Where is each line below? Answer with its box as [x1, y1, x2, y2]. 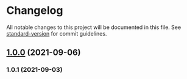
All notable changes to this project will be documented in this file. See [6, 24, 182, 31]
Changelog [6, 4, 63, 17]
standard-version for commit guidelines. [6, 30, 107, 37]
